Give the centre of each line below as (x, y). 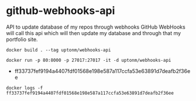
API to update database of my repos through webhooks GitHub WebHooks (96, 27)
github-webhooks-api (61, 11)
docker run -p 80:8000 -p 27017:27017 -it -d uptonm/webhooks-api (89, 60)
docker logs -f (25, 88)
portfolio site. (22, 39)
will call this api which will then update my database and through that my (94, 33)
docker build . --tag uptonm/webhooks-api (59, 50)
